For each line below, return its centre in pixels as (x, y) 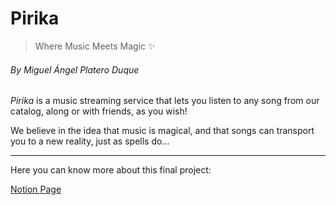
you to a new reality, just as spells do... (90, 141)
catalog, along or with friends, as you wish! (99, 111)
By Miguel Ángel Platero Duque (75, 69)
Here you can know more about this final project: (111, 170)
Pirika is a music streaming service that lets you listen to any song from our (165, 101)
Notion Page (36, 189)
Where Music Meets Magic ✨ (95, 46)
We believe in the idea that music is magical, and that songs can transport (162, 131)
